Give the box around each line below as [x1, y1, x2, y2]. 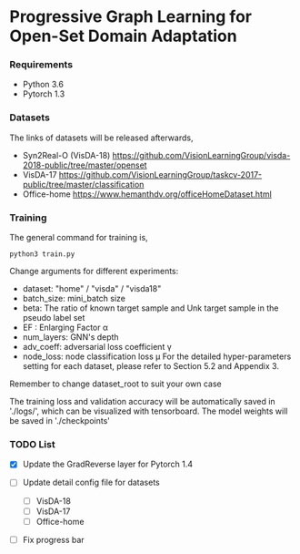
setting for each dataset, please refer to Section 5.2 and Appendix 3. [22, 361, 280, 372]
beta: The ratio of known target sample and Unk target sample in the [22, 303, 279, 313]
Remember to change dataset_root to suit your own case [9, 378, 222, 389]
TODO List [9, 438, 56, 450]
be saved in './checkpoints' [9, 415, 111, 426]
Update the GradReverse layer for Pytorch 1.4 [22, 458, 194, 470]
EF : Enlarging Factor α [22, 322, 109, 333]
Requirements [9, 58, 74, 71]
